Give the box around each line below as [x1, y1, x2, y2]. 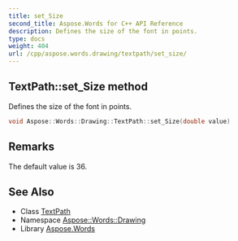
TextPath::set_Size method [8, 80, 149, 94]
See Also [8, 185, 54, 199]
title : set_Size [8, 11, 63, 20]
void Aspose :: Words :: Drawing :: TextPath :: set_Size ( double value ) [8, 117, 231, 125]
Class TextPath [19, 207, 71, 217]
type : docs [8, 34, 45, 43]
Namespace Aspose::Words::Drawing [19, 215, 146, 225]
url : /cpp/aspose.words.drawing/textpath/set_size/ [8, 50, 187, 58]
